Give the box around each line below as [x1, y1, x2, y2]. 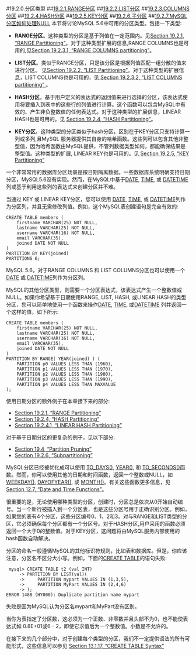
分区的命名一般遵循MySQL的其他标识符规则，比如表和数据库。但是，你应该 [6, 547, 188, 554]
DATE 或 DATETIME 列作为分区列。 [6, 274, 89, 281]
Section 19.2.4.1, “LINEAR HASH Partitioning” [14, 422, 123, 428]
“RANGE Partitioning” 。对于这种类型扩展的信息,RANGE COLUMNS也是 [14, 40, 184, 46]
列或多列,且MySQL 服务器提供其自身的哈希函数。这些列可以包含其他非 [14, 135, 184, 142]
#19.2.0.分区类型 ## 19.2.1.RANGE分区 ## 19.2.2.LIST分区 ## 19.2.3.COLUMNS [6, 5, 190, 12]
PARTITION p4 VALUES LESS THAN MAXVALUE [16, 382, 116, 387]
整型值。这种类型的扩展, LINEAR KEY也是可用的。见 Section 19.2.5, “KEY [14, 150, 190, 157]
